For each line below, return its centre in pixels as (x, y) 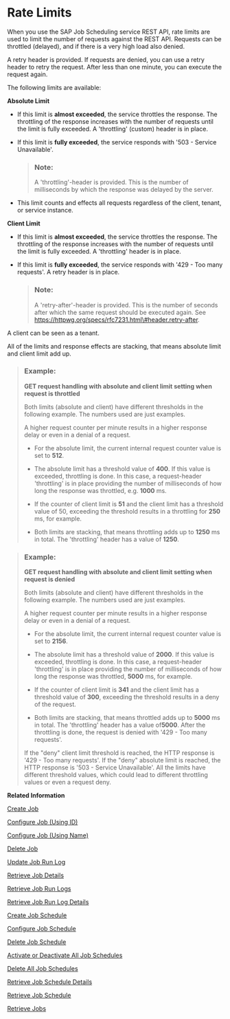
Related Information (36, 796)
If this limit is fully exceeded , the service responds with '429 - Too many (120, 265)
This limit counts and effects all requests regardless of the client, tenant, (119, 203)
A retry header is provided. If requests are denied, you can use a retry (106, 59)
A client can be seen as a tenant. (53, 333)
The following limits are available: (54, 87)
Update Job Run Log (36, 862)
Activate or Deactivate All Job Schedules (65, 955)
